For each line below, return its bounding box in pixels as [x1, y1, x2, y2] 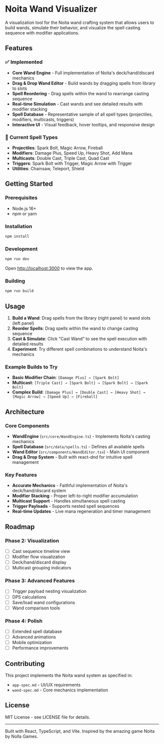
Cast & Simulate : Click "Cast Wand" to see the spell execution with [12, 336, 147, 342]
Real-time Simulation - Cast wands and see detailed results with [12, 101, 143, 107]
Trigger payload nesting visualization [12, 588, 87, 594]
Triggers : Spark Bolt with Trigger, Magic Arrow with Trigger [12, 160, 132, 166]
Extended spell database [12, 628, 62, 634]
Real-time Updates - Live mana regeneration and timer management [12, 508, 151, 514]
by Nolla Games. [5, 733, 38, 739]
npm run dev [5, 257, 29, 261]
